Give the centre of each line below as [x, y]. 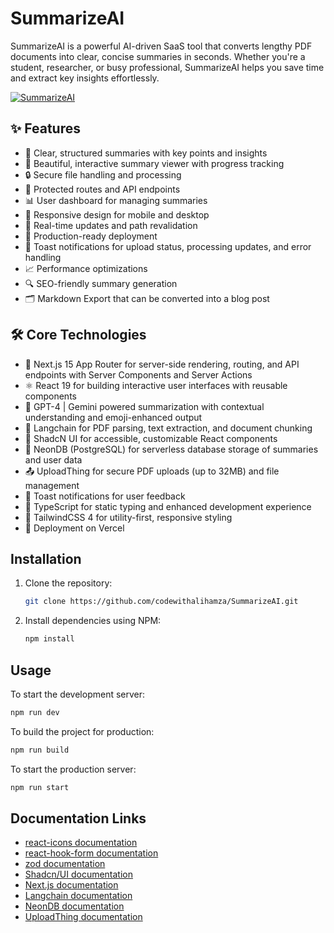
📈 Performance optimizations [86, 268]
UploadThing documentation [83, 917]
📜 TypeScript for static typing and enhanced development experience [168, 506]
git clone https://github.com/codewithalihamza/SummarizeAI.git [161, 602]
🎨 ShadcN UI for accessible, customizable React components [151, 438]
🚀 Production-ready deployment [91, 236]
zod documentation [65, 864]
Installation [46, 558]
